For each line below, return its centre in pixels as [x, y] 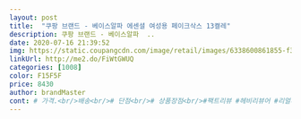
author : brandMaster [48, 92]
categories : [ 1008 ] [46, 68]
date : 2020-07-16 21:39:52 [60, 42]
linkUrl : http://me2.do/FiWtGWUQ [72, 59]
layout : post [34, 17]
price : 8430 [31, 84]
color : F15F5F [36, 76]
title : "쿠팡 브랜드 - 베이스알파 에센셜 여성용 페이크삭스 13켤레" [120, 26]
